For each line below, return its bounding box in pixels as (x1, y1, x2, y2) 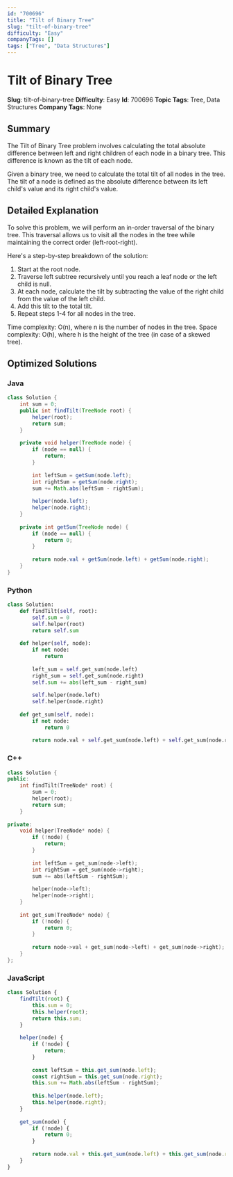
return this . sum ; (32, 1015, 82, 1022)
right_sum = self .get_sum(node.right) (32, 672, 144, 679)
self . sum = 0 (32, 614, 70, 621)
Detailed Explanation (7, 205, 99, 216)
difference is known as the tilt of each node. (7, 156, 133, 164)
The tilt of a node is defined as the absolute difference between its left (7, 177, 208, 185)
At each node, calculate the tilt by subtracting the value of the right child (17, 287, 224, 296)
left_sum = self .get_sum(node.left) (32, 666, 138, 673)
